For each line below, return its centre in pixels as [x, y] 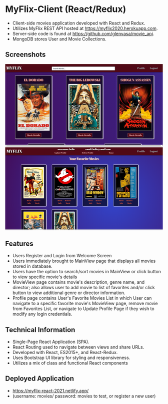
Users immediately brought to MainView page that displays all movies [84, 261]
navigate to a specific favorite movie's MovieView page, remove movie [85, 304]
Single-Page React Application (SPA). [51, 342]
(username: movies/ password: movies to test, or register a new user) [84, 396]
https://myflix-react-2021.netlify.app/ [50, 391]
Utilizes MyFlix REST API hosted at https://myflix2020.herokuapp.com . [85, 28]
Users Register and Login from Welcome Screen [62, 256]
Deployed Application [39, 379]
